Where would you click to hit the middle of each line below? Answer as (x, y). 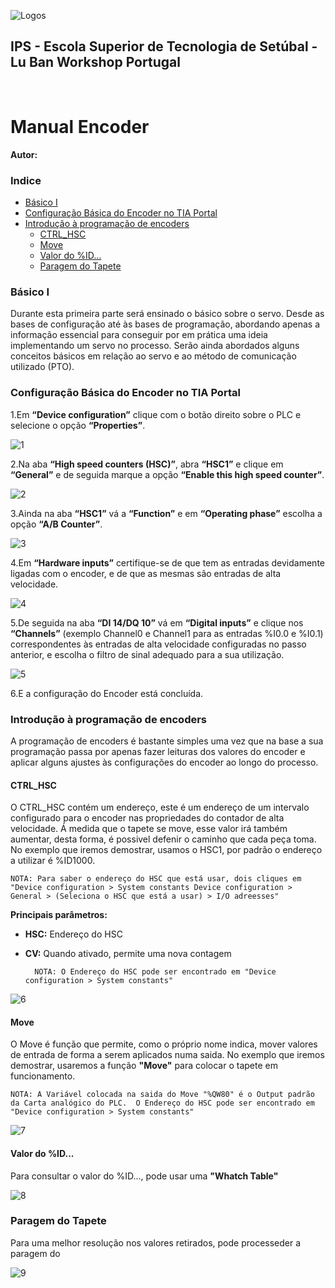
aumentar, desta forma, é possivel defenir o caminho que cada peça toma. (163, 839)
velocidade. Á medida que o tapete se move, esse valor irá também (149, 829)
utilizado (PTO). (42, 367)
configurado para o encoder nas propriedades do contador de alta (147, 818)
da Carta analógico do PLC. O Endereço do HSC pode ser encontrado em (162, 1103)
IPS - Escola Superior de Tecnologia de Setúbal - (164, 46)
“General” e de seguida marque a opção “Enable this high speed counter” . (167, 474)
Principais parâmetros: (59, 915)
